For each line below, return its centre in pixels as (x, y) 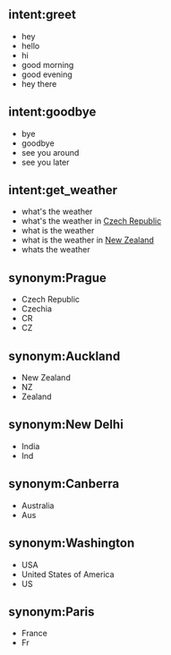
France (34, 634)
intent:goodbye (52, 112)
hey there (39, 83)
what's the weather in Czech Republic (91, 221)
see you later (45, 162)
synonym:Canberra (64, 484)
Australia (38, 506)
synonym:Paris (51, 612)
